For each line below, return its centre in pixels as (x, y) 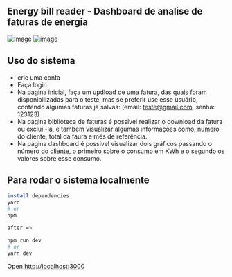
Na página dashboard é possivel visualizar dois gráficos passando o (115, 143)
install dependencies (38, 196)
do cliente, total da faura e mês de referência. (82, 136)
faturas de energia (48, 23)
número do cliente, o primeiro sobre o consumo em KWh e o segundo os (121, 151)
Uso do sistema (41, 61)
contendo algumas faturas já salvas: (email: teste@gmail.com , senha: (116, 107)
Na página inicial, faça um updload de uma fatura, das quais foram (112, 92)
